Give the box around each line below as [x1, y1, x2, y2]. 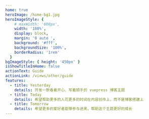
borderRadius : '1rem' [14, 50, 60, 55]
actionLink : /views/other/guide [5, 73, 73, 78]
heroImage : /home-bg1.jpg [5, 12, 60, 17]
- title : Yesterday [10, 83, 51, 88]
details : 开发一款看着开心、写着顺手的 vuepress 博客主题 [14, 87, 125, 93]
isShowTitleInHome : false [5, 64, 60, 69]
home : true [5, 7, 28, 13]
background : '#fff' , [14, 41, 58, 46]
